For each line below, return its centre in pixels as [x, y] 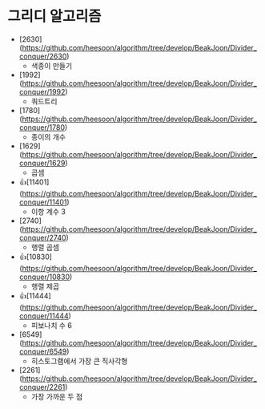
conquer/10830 [44, 277]
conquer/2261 [42, 387]
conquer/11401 [43, 202]
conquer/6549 [43, 351]
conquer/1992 [42, 91]
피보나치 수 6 [52, 325]
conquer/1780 [42, 127]
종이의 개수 [48, 136]
